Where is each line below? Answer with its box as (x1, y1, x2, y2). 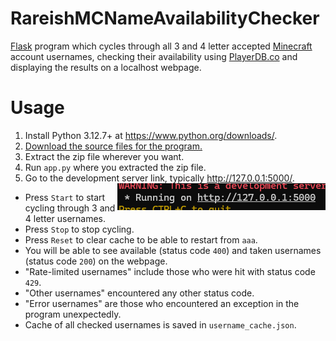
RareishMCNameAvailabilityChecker (10, 7, 320, 30)
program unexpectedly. (24, 308, 122, 320)
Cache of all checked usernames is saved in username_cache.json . (24, 318, 297, 331)
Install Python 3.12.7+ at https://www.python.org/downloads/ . (24, 129, 278, 141)
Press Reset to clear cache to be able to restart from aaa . (24, 233, 258, 246)
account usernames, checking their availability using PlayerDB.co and (10, 50, 298, 62)
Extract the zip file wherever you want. (24, 150, 185, 162)
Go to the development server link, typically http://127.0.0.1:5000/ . (24, 172, 295, 184)
